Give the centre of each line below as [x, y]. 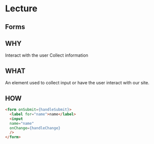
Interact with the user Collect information [47, 55]
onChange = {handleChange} [35, 128]
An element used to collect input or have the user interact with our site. [77, 83]
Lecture [21, 9]
